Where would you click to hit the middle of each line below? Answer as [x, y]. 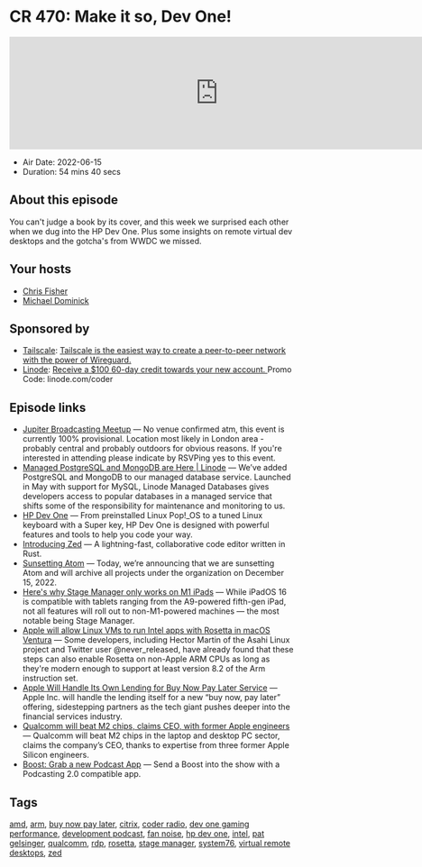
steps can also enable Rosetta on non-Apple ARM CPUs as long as [146, 659]
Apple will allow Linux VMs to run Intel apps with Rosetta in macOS [146, 630]
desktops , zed [36, 853]
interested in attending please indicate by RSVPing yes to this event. [149, 458]
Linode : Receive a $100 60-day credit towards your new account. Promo [157, 370]
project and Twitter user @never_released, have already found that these [158, 650]
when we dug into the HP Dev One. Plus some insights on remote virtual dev [151, 231]
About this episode [64, 200]
